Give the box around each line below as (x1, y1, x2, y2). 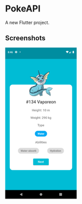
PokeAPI (5, 3, 41, 14)
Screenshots (5, 34, 46, 42)
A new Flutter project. (5, 19, 50, 25)
